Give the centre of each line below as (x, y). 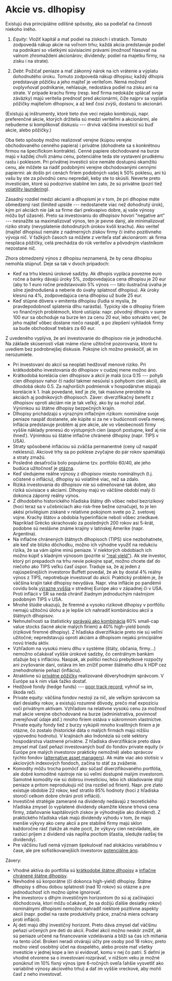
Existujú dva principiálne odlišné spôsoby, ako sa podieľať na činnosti (79, 24)
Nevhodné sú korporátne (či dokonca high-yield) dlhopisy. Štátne (82, 881)
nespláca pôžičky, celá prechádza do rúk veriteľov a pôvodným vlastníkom (84, 243)
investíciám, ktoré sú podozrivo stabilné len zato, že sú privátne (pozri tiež (84, 183)
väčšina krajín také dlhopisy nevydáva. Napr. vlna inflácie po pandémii (87, 583)
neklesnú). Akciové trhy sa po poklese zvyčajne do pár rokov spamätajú (89, 452)
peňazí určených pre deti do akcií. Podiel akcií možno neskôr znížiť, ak (87, 930)
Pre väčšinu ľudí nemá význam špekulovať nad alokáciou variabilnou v (87, 845)
